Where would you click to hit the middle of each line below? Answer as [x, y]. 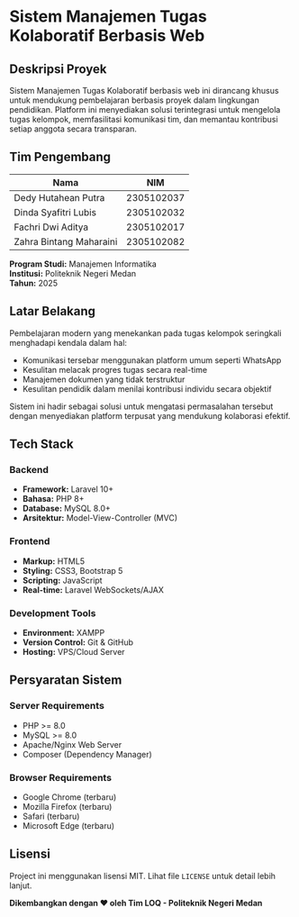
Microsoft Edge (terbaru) [68, 825]
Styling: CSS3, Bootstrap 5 [72, 570]
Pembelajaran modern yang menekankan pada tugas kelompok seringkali [145, 333]
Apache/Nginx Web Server [72, 744]
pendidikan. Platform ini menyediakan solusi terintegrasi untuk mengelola [145, 109]
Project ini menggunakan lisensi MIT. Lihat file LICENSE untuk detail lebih [143, 876]
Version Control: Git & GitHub [77, 642]
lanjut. [21, 885]
